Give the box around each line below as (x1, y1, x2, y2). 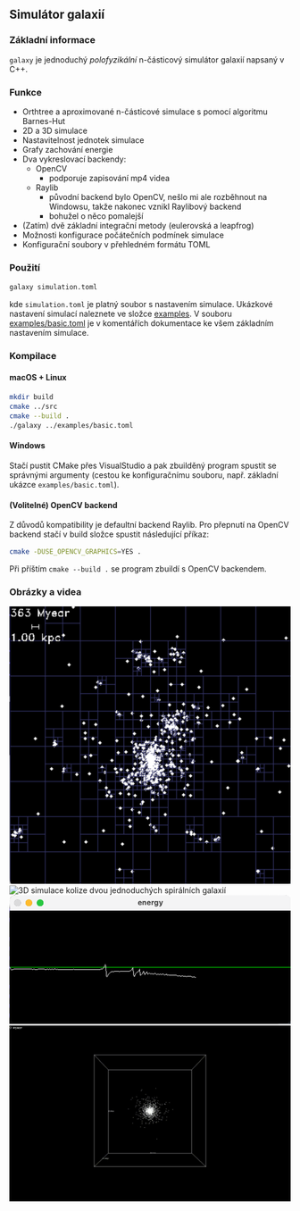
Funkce (9, 86, 42, 98)
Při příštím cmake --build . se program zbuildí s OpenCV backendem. (9, 564, 267, 574)
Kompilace (9, 350, 57, 363)
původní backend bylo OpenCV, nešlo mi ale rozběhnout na (48, 191, 268, 202)
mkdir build (9, 393, 54, 402)
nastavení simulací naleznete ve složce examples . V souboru (9, 308, 232, 320)
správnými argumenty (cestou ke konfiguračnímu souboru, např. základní (9, 469, 279, 480)
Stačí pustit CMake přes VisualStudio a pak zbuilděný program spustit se (9, 460, 277, 471)
